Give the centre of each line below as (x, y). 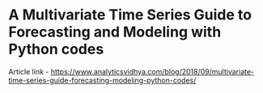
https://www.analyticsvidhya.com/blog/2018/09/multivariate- (153, 71)
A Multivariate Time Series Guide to (130, 15)
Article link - (29, 71)
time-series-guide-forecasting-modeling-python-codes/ (102, 80)
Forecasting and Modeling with (115, 32)
